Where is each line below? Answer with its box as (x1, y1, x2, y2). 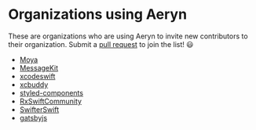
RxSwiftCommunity (19, 96, 82, 106)
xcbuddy (19, 80, 49, 89)
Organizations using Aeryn (8, 5, 187, 23)
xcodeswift (19, 71, 56, 81)
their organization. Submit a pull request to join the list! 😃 (8, 39, 194, 49)
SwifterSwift (19, 104, 60, 114)
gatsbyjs (19, 113, 48, 122)
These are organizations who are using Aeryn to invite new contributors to (8, 31, 249, 41)
